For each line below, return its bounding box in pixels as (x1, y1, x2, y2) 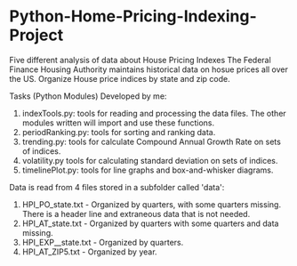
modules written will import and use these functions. (21, 117, 215, 128)
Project (9, 25, 64, 45)
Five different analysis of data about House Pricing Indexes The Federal (9, 54, 271, 65)
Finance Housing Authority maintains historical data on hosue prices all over (9, 64, 289, 75)
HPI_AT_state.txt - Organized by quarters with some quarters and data (21, 218, 279, 229)
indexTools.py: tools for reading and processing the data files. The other (21, 108, 286, 118)
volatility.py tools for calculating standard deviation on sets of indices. (21, 155, 278, 165)
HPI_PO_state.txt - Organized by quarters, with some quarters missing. (21, 198, 282, 210)
